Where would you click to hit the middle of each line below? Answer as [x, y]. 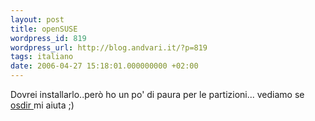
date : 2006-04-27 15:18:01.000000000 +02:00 [104, 66]
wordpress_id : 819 [48, 38]
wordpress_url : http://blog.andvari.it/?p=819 [109, 47]
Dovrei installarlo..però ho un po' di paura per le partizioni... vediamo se [157, 94]
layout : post [37, 19]
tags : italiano [42, 57]
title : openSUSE [44, 29]
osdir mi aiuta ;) [42, 105]
